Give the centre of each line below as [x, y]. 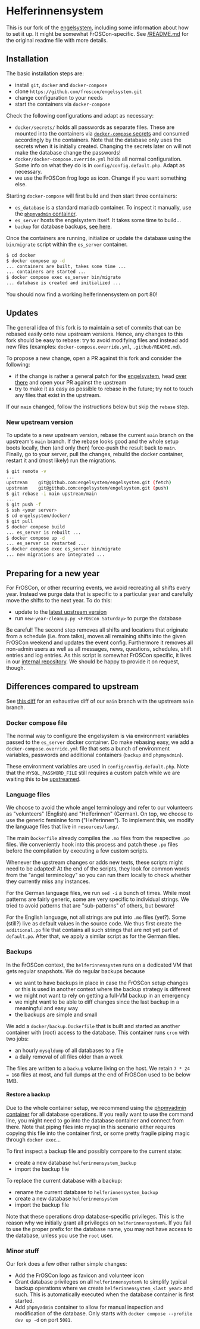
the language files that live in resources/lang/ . [63, 827]
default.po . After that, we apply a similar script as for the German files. [93, 936]
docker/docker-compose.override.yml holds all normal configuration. [98, 159]
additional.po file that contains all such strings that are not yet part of [92, 930]
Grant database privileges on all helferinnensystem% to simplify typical [101, 1282]
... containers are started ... [46, 272]
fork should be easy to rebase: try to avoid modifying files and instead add [97, 340]
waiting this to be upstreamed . [43, 779]
